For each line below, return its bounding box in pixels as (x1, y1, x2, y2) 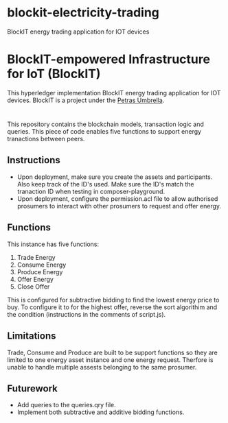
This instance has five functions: (7, 240, 100, 248)
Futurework (7, 383, 58, 394)
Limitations (7, 330, 56, 342)
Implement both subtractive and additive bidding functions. (16, 408, 185, 416)
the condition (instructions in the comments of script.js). (7, 310, 166, 318)
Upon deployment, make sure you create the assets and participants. (16, 173, 213, 181)
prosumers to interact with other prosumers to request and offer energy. (16, 202, 222, 210)
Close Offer (16, 282, 50, 291)
